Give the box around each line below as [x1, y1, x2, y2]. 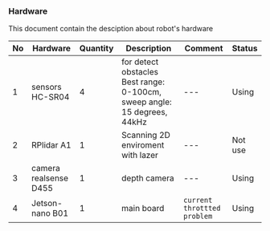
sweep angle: [121, 96, 173, 107]
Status [231, 43, 258, 54]
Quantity [79, 43, 114, 54]
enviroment [121, 140, 165, 151]
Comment [184, 43, 223, 54]
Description [125, 43, 172, 54]
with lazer [121, 150, 159, 161]
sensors [31, 82, 62, 93]
